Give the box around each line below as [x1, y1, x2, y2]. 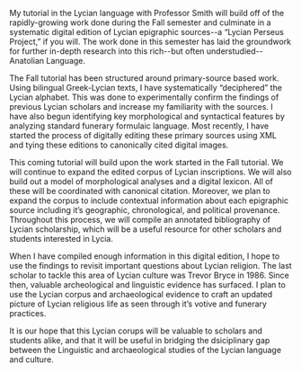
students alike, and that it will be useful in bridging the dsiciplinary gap [9, 335, 270, 345]
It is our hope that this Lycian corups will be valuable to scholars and [9, 325, 262, 336]
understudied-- [206, 46, 263, 57]
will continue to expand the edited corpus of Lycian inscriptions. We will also [9, 166, 292, 177]
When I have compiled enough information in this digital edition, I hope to [9, 251, 280, 261]
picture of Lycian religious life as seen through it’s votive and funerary [9, 298, 268, 309]
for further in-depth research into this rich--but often [9, 46, 205, 57]
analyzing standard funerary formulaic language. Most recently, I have [9, 120, 270, 131]
